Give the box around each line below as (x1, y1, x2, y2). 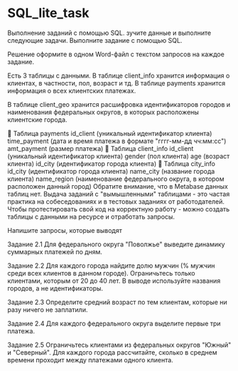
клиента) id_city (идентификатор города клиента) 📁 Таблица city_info (7, 159, 215, 168)
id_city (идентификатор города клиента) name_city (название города (7, 167, 215, 175)
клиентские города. (7, 115, 67, 124)
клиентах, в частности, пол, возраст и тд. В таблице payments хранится (7, 78, 226, 87)
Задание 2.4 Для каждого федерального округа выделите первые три (7, 319, 222, 328)
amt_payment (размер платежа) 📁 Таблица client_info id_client (7, 144, 194, 152)
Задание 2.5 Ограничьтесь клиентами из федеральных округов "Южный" (7, 340, 232, 349)
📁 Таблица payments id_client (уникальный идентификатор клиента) (7, 129, 212, 137)
